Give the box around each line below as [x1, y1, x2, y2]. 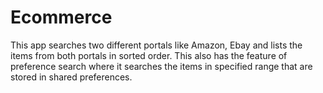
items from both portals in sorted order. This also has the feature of [10, 49, 288, 61]
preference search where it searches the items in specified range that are [10, 60, 313, 72]
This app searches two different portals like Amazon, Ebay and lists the [10, 39, 303, 51]
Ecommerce [10, 6, 113, 29]
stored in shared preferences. [10, 71, 133, 83]
